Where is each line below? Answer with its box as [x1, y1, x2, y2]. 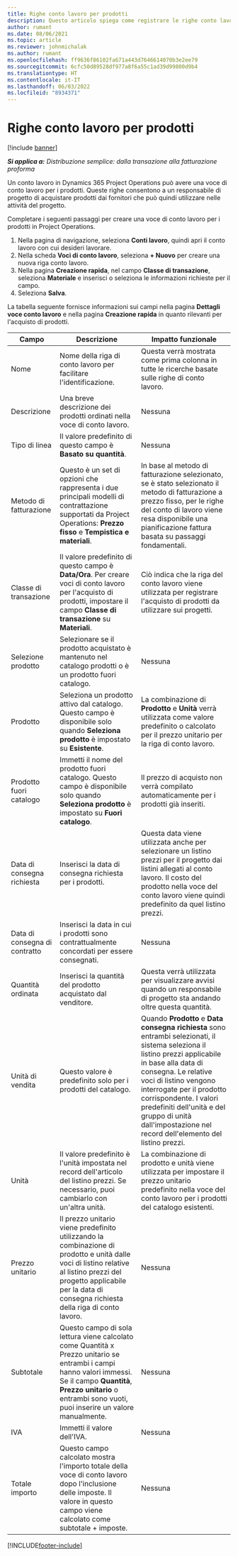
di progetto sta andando [140, 993, 221, 1003]
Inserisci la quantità [59, 971, 125, 981]
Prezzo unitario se [59, 1350, 120, 1360]
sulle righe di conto [140, 373, 205, 383]
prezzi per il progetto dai [140, 855, 222, 865]
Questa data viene [140, 829, 202, 839]
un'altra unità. [59, 1202, 106, 1212]
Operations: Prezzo [59, 518, 125, 528]
